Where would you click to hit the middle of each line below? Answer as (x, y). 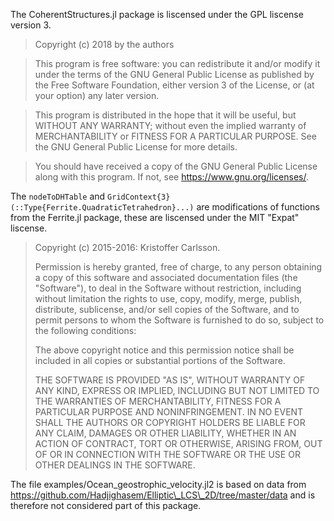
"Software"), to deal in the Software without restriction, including (168, 288)
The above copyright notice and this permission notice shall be (164, 350)
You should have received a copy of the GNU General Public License (176, 166)
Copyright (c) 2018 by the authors (104, 44)
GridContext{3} (139, 197)
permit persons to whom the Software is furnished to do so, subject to (179, 320)
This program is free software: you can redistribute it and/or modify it (177, 63)
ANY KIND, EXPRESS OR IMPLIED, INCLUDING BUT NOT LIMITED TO (177, 390)
